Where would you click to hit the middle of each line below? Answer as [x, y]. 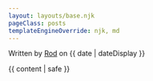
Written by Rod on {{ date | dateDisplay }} [77, 54]
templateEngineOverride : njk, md [64, 30]
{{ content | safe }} [39, 69]
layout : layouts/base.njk [51, 16]
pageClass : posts [37, 23]
